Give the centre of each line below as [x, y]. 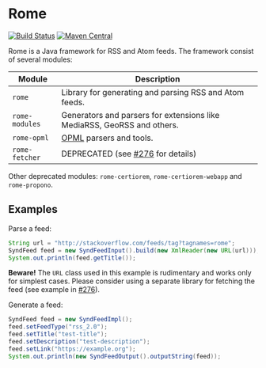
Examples [33, 209]
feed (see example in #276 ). [54, 290]
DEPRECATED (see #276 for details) [129, 154]
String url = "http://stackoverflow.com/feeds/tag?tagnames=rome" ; [122, 243]
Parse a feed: [30, 228]
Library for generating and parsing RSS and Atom [153, 92]
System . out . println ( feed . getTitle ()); [72, 258]
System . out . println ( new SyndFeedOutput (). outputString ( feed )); [115, 356]
